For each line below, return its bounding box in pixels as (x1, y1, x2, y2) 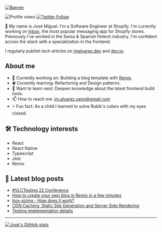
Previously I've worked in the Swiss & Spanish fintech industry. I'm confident (5, 34, 157, 39)
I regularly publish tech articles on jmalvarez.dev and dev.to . (5, 48, 125, 54)
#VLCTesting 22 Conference (12, 188, 69, 193)
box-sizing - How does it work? (12, 198, 75, 203)
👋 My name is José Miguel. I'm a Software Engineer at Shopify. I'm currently (5, 23, 156, 29)
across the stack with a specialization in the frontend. (5, 39, 111, 44)
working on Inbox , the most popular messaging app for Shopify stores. (5, 29, 146, 34)
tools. (12, 90, 23, 96)
